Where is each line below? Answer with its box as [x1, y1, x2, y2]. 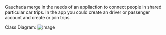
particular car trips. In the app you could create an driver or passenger [5, 9, 150, 15]
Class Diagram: [5, 24, 36, 30]
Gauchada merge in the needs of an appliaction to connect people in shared [5, 4, 162, 10]
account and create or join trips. [5, 15, 71, 20]
